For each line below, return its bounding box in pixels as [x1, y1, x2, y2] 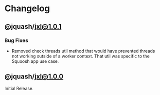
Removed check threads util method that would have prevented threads [11, 48, 155, 54]
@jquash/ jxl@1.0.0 [4, 73, 64, 81]
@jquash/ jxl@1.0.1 [4, 22, 62, 31]
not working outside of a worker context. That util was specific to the [11, 53, 150, 59]
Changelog [4, 3, 50, 14]
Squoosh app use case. [11, 58, 59, 64]
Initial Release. [4, 85, 34, 91]
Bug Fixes [4, 37, 29, 44]
